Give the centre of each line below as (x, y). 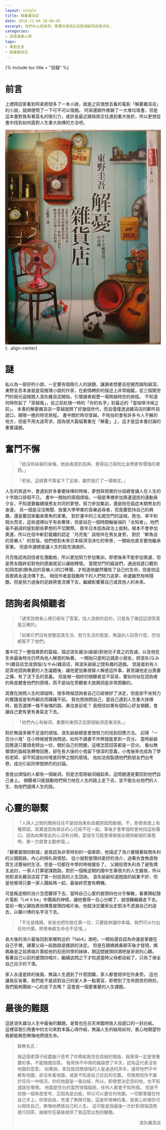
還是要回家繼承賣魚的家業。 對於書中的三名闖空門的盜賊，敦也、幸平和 (86, 516)
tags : (11, 42)
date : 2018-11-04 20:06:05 (33, 21)
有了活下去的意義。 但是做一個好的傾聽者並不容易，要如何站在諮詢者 (88, 676)
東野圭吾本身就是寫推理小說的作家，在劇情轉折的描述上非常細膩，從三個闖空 (83, 391)
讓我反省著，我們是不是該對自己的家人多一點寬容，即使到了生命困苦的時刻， (83, 980)
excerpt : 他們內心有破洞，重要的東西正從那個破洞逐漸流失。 (59, 26)
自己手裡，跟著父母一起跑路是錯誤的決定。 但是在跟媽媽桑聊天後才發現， (79, 945)
